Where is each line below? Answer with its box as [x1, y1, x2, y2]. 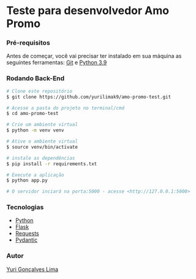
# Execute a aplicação [6, 172, 64, 178]
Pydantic [15, 236, 38, 244]
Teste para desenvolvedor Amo [6, 4, 170, 18]
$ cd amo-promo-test [6, 111, 59, 117]
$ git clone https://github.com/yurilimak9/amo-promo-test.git [6, 94, 171, 100]
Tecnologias [6, 203, 44, 212]
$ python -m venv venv [6, 127, 64, 133]
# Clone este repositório [6, 88, 72, 94]
